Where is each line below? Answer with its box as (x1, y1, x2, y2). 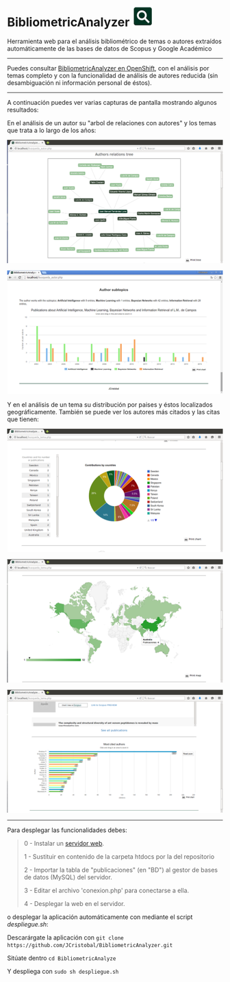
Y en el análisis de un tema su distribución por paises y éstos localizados (7, 400, 214, 409)
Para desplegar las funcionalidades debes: (7, 826, 128, 834)
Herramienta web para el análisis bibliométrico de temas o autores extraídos (7, 37, 222, 45)
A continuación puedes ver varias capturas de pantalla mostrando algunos (7, 98, 217, 106)
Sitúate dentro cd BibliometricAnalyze (7, 954, 116, 962)
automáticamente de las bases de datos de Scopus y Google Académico (7, 44, 212, 53)
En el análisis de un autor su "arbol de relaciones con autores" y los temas (7, 118, 217, 127)
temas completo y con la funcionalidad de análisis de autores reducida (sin (7, 71, 218, 79)
